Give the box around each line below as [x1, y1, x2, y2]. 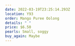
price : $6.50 [5, 25, 31, 30]
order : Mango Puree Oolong [5, 16, 60, 21]
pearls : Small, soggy [5, 29, 49, 34]
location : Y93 [5, 11, 34, 16]
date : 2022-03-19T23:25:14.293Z [5, 7, 70, 12]
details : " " [5, 20, 31, 25]
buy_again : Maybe [5, 34, 40, 39]
